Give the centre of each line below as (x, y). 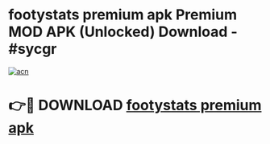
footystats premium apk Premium (123, 15)
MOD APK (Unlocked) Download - (123, 32)
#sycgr (33, 49)
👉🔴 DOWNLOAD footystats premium (135, 105)
